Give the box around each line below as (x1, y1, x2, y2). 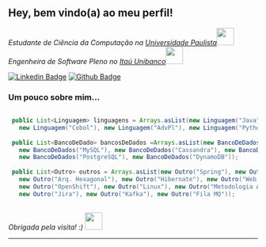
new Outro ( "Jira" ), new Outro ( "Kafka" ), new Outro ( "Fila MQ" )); (18, 190, 236, 198)
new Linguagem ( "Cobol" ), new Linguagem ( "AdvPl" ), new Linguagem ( (18, 123, 239, 131)
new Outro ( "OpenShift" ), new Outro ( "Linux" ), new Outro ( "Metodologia (18, 182, 253, 191)
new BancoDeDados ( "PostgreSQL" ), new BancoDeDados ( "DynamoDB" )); (18, 154, 239, 161)
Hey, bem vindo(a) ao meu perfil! (8, 6, 173, 20)
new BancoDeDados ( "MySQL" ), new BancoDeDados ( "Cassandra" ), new (18, 146, 236, 154)
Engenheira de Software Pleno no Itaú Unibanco (8, 56, 166, 66)
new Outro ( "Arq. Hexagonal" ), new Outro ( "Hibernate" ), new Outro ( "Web (18, 176, 257, 184)
